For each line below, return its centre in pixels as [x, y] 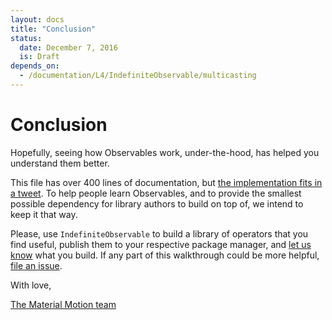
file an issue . [36, 265]
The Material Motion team [63, 304]
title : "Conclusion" [53, 29]
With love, [31, 285]
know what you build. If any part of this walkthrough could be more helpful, [165, 255]
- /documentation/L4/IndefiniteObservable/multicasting [138, 76]
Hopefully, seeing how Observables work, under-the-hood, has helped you [165, 152]
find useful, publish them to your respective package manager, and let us [161, 244]
